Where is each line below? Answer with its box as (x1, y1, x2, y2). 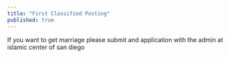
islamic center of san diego (7, 43, 85, 51)
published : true (7, 17, 54, 23)
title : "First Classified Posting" (7, 10, 110, 17)
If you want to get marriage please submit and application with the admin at (7, 35, 224, 43)
